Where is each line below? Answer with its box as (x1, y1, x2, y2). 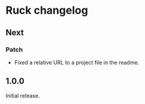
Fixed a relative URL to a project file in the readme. (14, 59, 140, 66)
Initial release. (5, 92, 40, 99)
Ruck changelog (5, 4, 88, 17)
